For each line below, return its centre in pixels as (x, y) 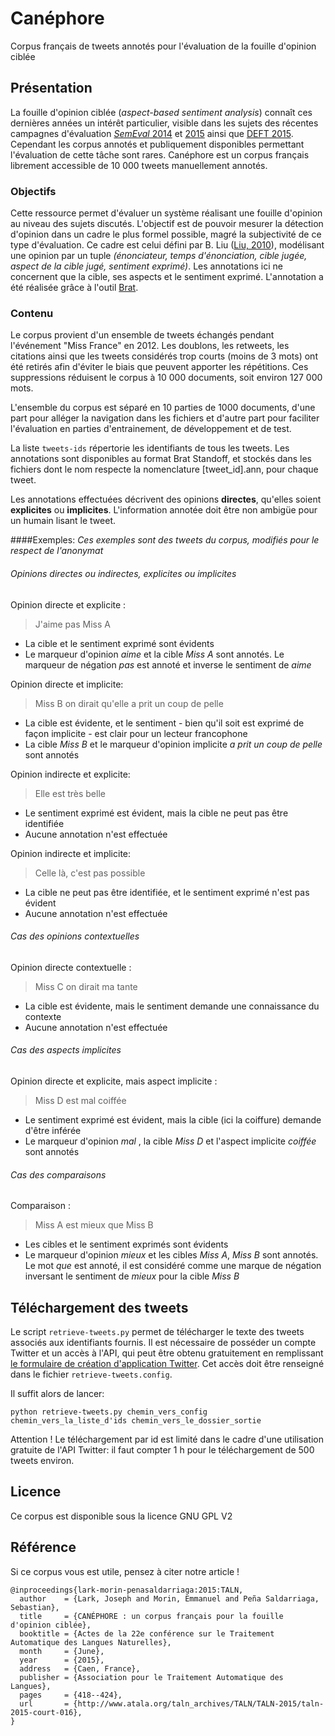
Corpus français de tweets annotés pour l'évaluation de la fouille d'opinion (163, 46)
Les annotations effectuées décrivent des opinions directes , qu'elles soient (166, 499)
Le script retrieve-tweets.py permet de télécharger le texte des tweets (157, 1331)
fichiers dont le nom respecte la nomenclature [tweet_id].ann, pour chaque (164, 469)
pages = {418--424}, (71, 1695)
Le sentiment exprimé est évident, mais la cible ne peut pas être (156, 813)
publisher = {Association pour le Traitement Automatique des (151, 1677)
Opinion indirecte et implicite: (71, 853)
